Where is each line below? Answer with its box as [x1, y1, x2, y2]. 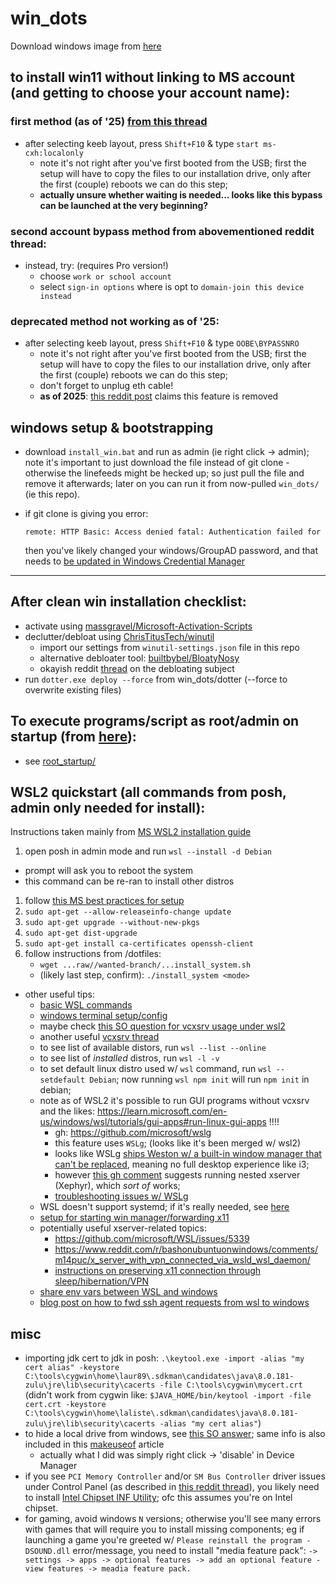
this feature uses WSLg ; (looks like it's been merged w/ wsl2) [54, 1137, 302, 1149]
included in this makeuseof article [24, 1438, 165, 1451]
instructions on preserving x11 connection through [54, 1265, 262, 1277]
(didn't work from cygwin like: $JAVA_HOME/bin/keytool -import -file [24, 1389, 312, 1401]
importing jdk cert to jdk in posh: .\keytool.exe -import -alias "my [24, 1352, 305, 1364]
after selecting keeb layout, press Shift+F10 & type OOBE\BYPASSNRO [24, 337, 300, 349]
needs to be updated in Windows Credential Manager [24, 555, 245, 567]
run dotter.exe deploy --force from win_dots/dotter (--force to [24, 673, 288, 685]
